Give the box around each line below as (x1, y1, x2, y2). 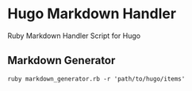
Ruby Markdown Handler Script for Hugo (7, 31, 140, 40)
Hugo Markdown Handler (7, 5, 176, 23)
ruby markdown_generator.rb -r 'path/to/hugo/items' (7, 74, 186, 83)
